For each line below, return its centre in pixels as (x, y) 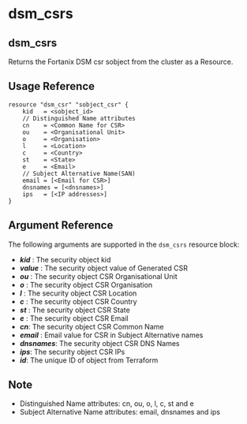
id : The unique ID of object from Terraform (89, 360)
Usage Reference (52, 86)
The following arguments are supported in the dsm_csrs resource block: (124, 244)
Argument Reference (61, 225)
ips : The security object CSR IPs (72, 351)
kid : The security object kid (65, 259)
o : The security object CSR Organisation (86, 285)
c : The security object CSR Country (78, 301)
